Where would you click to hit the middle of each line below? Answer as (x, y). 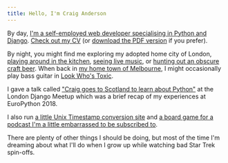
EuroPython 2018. (32, 103)
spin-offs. (21, 152)
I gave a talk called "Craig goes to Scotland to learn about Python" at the (111, 89)
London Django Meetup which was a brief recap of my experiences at (106, 96)
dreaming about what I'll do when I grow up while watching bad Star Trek (111, 144)
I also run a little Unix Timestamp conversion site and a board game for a (111, 117)
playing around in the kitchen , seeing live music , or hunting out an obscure (113, 61)
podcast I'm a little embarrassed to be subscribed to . (82, 124)
